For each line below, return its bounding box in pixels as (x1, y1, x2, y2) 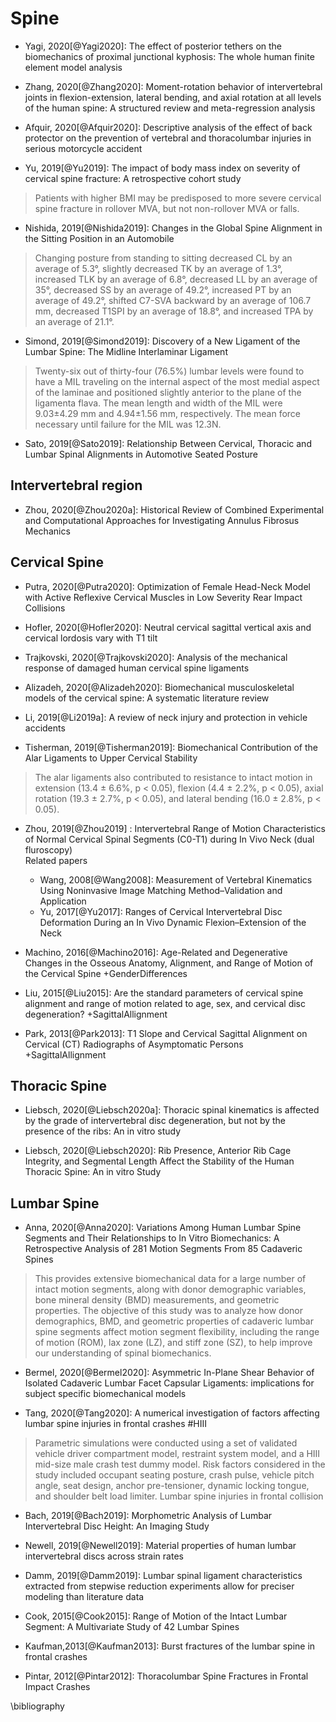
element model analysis (24, 61, 123, 73)
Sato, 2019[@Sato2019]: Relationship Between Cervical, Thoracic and (24, 437, 312, 449)
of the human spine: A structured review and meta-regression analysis (24, 102, 316, 114)
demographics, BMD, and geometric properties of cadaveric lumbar (34, 1315, 314, 1327)
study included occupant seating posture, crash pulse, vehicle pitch (34, 1469, 315, 1481)
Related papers (24, 854, 88, 866)
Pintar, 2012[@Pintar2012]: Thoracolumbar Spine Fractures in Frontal (24, 1670, 309, 1682)
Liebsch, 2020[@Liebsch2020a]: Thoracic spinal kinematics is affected (24, 1104, 320, 1116)
